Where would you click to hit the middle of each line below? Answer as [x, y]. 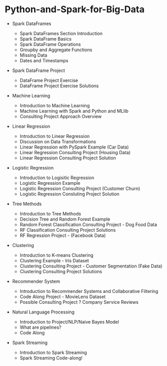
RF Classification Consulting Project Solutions [68, 230]
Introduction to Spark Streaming [53, 352]
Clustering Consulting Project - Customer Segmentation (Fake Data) [91, 266]
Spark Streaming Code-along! [51, 358]
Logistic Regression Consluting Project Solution [69, 194]
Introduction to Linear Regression [55, 136]
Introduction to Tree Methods [50, 213]
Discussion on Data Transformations [58, 141]
